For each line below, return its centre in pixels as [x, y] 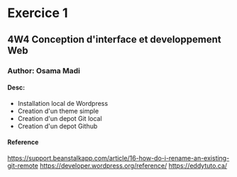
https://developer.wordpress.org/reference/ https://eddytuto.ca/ [134, 166]
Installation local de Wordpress [63, 103]
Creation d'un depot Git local [60, 118]
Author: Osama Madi [44, 70]
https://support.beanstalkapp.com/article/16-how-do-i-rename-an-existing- [118, 158]
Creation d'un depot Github [57, 126]
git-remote [23, 166]
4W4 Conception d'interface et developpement [114, 39]
